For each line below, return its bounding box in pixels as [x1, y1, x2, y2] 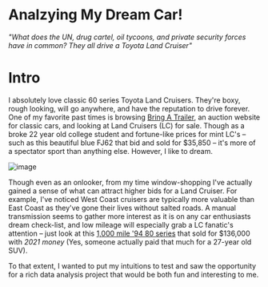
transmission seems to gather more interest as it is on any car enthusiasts [8, 211, 251, 221]
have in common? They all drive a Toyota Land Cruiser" [8, 40, 193, 50]
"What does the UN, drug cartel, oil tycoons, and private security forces [8, 32, 246, 42]
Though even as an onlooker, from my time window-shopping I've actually [8, 177, 253, 187]
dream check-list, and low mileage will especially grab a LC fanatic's [8, 220, 234, 229]
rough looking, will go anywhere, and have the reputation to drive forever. [8, 103, 250, 113]
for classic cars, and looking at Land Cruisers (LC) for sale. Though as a [8, 120, 246, 130]
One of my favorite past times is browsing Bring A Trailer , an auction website [8, 112, 261, 122]
